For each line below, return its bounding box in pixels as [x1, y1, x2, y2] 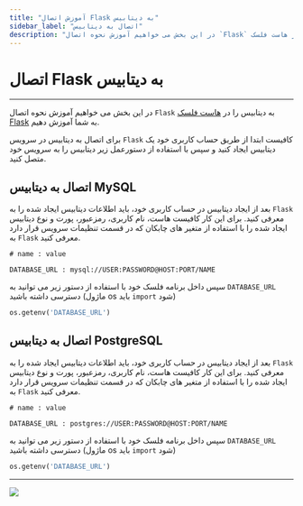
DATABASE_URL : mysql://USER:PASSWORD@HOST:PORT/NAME [9, 265, 216, 275]
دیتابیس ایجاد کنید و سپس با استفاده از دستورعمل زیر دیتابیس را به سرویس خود [9, 143, 276, 154]
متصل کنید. [9, 153, 47, 164]
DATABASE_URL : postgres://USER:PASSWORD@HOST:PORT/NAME [9, 419, 228, 428]
